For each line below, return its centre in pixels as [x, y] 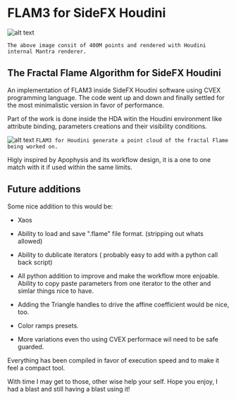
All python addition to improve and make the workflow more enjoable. [118, 275]
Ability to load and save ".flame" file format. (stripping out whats [111, 233]
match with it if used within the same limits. [70, 167]
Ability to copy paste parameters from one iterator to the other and [114, 283]
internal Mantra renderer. [47, 51]
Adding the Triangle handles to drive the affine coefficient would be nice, [123, 304]
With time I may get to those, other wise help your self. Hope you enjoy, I [113, 381]
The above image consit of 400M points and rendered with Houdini [107, 45]
